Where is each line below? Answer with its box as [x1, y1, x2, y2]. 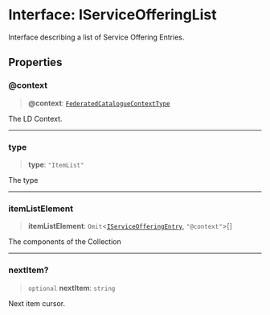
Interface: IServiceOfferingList [8, 6, 217, 24]
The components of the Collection [8, 237, 122, 247]
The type [8, 175, 39, 184]
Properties [8, 56, 63, 69]
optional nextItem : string [27, 283, 116, 292]
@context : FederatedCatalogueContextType [27, 98, 170, 108]
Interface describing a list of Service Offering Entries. [8, 32, 185, 42]
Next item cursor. [8, 298, 66, 308]
